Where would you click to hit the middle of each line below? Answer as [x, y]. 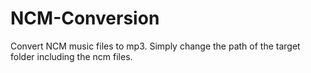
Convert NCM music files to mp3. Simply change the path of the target [155, 46]
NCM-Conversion [85, 18]
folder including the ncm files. [71, 56]
